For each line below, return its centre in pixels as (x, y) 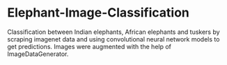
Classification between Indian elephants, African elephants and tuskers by (114, 32)
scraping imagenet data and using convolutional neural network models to (113, 39)
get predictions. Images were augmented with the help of (89, 46)
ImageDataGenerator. (38, 54)
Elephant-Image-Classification (98, 13)
